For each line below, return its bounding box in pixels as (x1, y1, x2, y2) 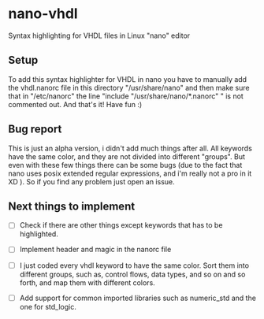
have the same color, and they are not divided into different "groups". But (8, 151, 246, 161)
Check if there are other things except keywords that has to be (19, 221, 223, 230)
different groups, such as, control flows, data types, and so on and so (19, 269, 246, 279)
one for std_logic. (19, 302, 76, 311)
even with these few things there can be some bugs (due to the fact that (8, 160, 243, 169)
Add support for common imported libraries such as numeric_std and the (19, 293, 256, 302)
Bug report (8, 123, 62, 136)
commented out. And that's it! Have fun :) (8, 99, 143, 109)
